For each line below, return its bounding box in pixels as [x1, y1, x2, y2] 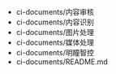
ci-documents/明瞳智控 [15, 48, 95, 57]
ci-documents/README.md [15, 57, 108, 67]
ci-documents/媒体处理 [15, 37, 95, 47]
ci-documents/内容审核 [15, 7, 95, 16]
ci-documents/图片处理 [15, 28, 95, 37]
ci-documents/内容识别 [15, 17, 95, 27]
